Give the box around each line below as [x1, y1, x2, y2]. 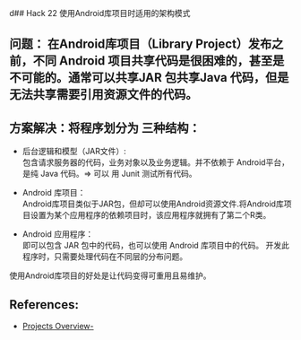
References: [9, 297, 79, 312]
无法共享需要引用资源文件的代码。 [9, 87, 198, 102]
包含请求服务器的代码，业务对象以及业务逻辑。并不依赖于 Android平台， [21, 157, 289, 168]
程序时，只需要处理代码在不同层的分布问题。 [21, 251, 188, 262]
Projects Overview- [21, 321, 94, 332]
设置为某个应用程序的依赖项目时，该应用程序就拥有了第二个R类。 [30, 210, 271, 221]
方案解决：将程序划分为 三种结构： [9, 120, 201, 135]
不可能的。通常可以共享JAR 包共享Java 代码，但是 [9, 70, 289, 85]
